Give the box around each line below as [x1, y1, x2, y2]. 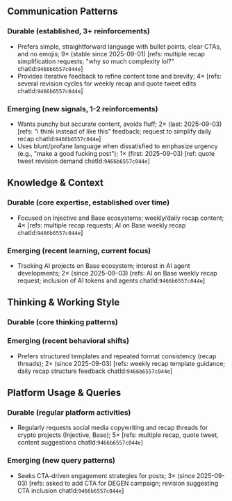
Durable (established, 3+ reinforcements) [7, 26, 151, 36]
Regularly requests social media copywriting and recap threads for [17, 424, 208, 432]
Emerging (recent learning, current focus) [7, 246, 151, 255]
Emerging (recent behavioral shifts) [7, 336, 130, 346]
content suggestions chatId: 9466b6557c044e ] [17, 438, 144, 447]
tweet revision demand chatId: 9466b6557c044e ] [17, 157, 151, 165]
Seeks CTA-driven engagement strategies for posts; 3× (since [17, 471, 196, 479]
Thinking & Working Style [7, 296, 120, 308]
